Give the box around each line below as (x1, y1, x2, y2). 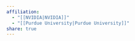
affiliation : (6, 8, 40, 15)
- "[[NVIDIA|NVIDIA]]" (12, 14, 70, 20)
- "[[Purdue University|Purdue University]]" (12, 20, 130, 26)
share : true (6, 25, 37, 32)
